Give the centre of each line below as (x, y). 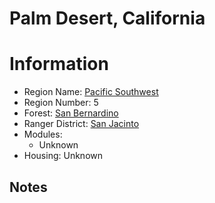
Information (59, 64)
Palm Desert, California (107, 18)
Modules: (43, 134)
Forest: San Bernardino (71, 113)
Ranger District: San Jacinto (81, 124)
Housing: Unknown (63, 156)
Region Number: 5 (61, 103)
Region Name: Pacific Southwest (91, 92)
